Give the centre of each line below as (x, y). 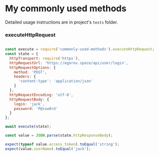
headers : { (25, 77)
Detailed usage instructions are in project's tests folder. (62, 22)
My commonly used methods (66, 9)
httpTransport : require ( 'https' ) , (45, 58)
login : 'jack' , (29, 104)
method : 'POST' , (31, 72)
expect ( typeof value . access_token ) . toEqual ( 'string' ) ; (62, 144)
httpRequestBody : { (29, 99)
